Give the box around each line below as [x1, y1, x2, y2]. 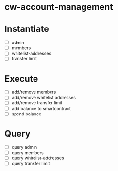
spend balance [11, 111, 42, 117]
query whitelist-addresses [11, 155, 64, 161]
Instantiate [4, 24, 49, 35]
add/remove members [11, 89, 56, 95]
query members [11, 149, 44, 156]
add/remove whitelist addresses [11, 95, 76, 100]
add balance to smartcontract [11, 105, 71, 111]
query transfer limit [11, 160, 50, 166]
